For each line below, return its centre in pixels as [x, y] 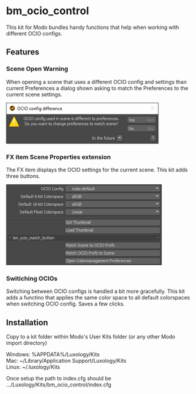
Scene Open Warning [37, 69]
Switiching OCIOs [32, 278]
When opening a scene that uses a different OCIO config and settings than [97, 82]
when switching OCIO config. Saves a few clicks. [65, 304]
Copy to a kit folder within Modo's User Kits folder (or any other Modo [91, 337]
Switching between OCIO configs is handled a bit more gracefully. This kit [96, 291]
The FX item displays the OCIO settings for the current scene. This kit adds [97, 170]
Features [23, 52]
